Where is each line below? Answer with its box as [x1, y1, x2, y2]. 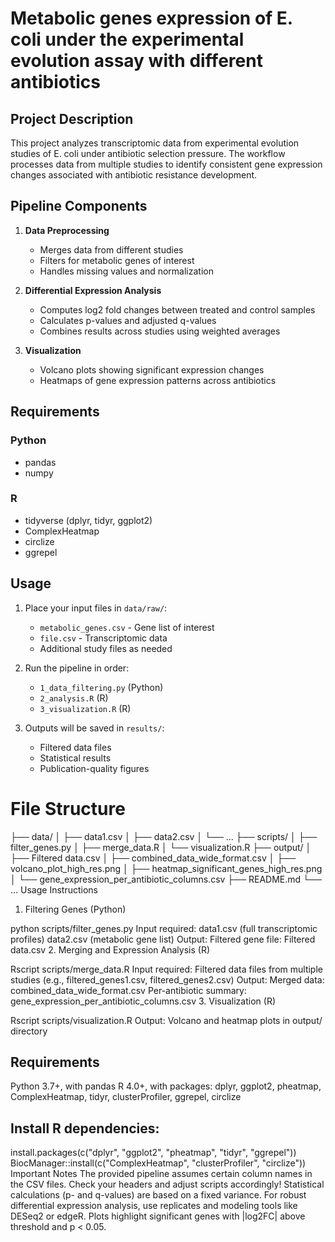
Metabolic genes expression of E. [10, 7, 293, 30]
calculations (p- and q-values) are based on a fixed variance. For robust [10, 1189, 307, 1201]
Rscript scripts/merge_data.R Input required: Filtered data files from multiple [10, 963, 323, 975]
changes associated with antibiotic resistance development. [10, 169, 258, 181]
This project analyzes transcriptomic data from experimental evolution [10, 137, 300, 149]
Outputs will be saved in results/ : [24, 722, 165, 734]
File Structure [10, 797, 126, 820]
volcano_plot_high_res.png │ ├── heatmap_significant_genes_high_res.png [10, 862, 323, 874]
